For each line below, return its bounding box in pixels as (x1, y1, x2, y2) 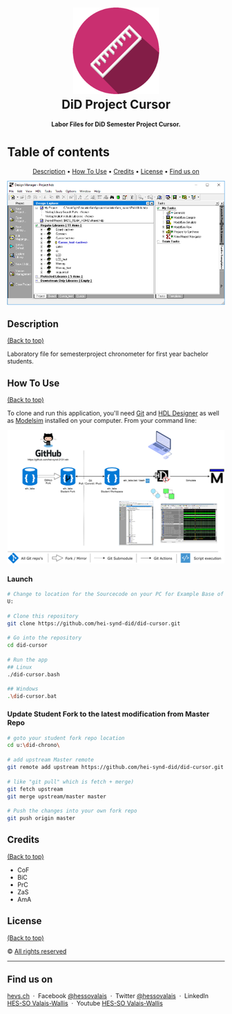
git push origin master (7, 815, 76, 822)
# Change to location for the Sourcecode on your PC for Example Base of (7, 591, 224, 598)
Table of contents (7, 144, 110, 160)
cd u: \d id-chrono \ (7, 742, 60, 749)
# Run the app (7, 656, 48, 663)
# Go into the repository (7, 635, 81, 642)
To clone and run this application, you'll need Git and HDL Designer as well (7, 409, 220, 417)
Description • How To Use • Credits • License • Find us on (32, 167, 200, 175)
